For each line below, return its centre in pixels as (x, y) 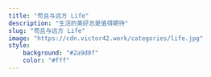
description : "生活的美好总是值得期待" (68, 23)
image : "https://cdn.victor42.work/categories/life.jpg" (106, 38)
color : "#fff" (46, 61)
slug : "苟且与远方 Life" (47, 30)
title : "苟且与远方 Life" (49, 16)
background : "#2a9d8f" (61, 53)
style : (19, 46)
